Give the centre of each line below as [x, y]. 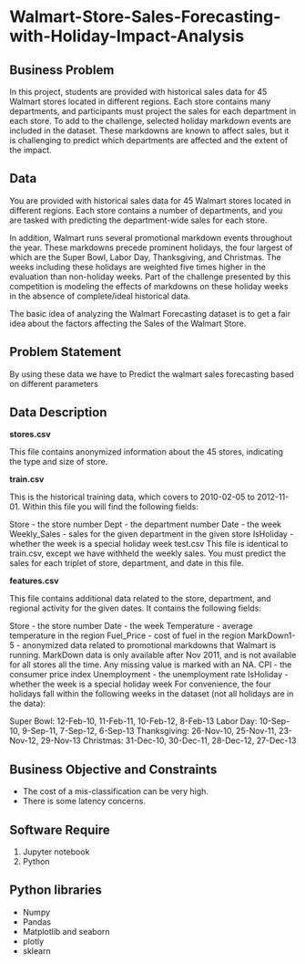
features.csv [34, 581]
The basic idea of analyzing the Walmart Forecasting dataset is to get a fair [150, 313]
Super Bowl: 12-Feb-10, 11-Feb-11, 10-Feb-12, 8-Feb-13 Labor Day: [133, 721]
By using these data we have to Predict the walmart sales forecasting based [152, 374]
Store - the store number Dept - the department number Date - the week [146, 524]
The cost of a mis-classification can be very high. [116, 791]
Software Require [60, 829]
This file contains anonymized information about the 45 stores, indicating [147, 452]
